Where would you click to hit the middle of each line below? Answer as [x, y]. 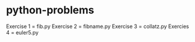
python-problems [50, 10]
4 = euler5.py [22, 32]
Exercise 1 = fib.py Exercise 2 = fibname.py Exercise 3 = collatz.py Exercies [98, 26]
